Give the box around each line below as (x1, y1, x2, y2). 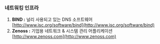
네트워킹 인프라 (4, 4, 39, 11)
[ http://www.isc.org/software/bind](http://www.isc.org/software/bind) (11, 22, 155, 28)
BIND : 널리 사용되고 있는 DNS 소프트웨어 (11, 16, 93, 23)
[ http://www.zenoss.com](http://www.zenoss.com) (11, 34, 116, 40)
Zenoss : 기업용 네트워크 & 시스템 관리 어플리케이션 (11, 28, 113, 34)
